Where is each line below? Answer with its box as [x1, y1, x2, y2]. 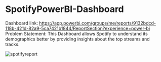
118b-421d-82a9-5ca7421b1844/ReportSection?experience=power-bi [5, 25, 150, 31]
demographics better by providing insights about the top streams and [5, 36, 150, 42]
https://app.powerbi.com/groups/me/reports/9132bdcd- [38, 20, 156, 26]
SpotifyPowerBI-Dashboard [5, 3, 124, 15]
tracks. [5, 41, 20, 47]
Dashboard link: [5, 20, 38, 26]
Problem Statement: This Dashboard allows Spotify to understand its [5, 30, 148, 36]
